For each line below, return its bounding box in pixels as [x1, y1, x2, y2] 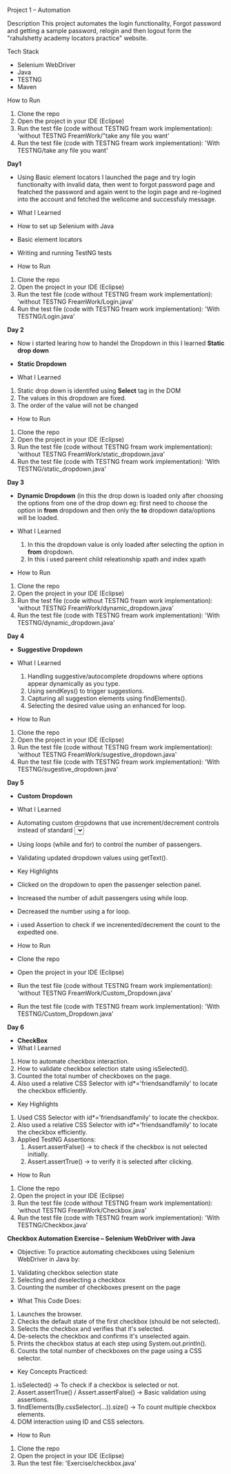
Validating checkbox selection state [17, 1269, 119, 1276]
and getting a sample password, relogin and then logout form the [7, 27, 192, 35]
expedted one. [17, 928, 59, 936]
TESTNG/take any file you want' [17, 147, 108, 154]
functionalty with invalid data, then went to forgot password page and [17, 180, 215, 189]
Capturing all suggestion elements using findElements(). [27, 694, 188, 702]
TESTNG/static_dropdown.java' [17, 465, 107, 473]
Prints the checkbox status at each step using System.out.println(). [17, 1339, 207, 1347]
